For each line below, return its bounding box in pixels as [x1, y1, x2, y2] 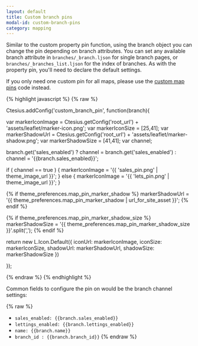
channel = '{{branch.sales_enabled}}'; [6, 155, 99, 162]
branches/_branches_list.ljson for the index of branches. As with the [6, 60, 176, 67]
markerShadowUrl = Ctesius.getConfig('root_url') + [6, 131, 131, 138]
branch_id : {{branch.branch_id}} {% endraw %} [14, 333, 137, 340]
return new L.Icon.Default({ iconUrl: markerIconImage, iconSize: [6, 239, 163, 246]
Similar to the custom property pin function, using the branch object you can [6, 41, 192, 48]
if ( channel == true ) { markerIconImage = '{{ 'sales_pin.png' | [6, 167, 158, 174]
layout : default [6, 8, 46, 15]
